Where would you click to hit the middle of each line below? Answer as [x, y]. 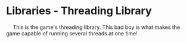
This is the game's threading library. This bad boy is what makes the [97, 27]
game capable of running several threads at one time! [72, 33]
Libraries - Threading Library [79, 11]
